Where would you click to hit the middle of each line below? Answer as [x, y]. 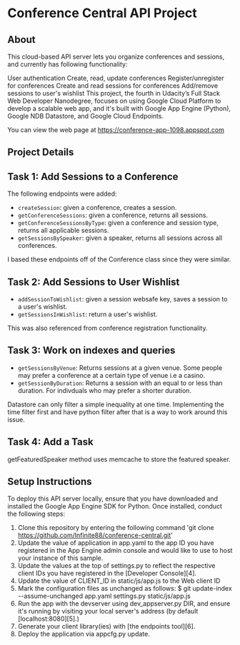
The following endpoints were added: [62, 194]
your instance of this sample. [60, 558]
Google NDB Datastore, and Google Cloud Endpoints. [86, 116]
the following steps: [36, 514]
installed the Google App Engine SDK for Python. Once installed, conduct [115, 506]
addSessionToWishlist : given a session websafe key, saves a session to [122, 299]
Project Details [41, 152]
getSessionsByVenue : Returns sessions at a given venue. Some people [120, 367]
